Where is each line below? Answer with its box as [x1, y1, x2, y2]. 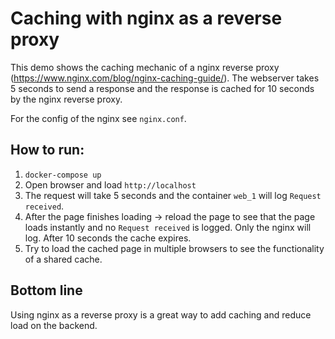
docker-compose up [24, 170, 102, 180]
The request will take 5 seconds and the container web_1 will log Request [24, 189, 322, 201]
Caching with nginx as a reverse [10, 7, 283, 30]
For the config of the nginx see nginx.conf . [10, 112, 187, 124]
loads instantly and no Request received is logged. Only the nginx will [24, 221, 312, 233]
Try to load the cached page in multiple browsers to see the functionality [24, 242, 325, 254]
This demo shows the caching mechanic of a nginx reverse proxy [10, 61, 280, 73]
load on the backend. [10, 319, 98, 331]
